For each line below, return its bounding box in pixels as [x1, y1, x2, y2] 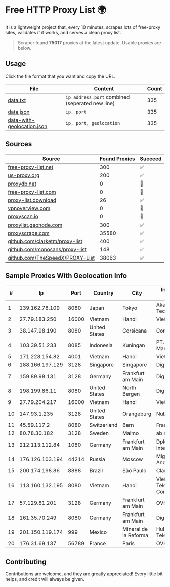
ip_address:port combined [65, 93, 130, 100]
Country [93, 289, 114, 297]
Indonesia [89, 342, 113, 349]
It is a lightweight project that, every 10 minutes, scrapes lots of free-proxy [5, 24, 161, 30]
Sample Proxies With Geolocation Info [5, 271, 127, 280]
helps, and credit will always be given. [5, 576, 84, 582]
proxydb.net [8, 180, 37, 187]
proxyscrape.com [8, 229, 50, 236]
